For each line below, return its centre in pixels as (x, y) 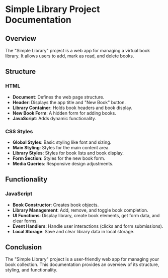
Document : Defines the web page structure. (58, 97)
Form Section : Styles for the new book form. (59, 158)
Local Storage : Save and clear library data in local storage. (73, 231)
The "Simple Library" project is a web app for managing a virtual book (77, 51)
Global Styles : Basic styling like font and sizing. (62, 142)
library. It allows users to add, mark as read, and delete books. (70, 56)
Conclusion (24, 247)
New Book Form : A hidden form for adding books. (64, 113)
